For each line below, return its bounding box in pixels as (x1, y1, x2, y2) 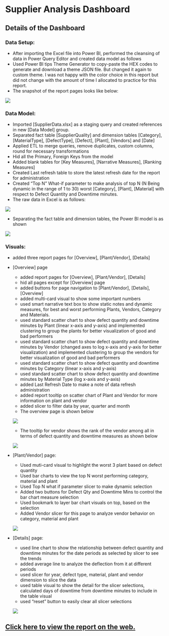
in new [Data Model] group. (12, 127, 70, 133)
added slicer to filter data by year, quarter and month (20, 403, 130, 409)
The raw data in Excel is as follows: (12, 197, 86, 203)
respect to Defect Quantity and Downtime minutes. (12, 191, 119, 198)
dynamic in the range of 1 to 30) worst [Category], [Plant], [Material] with (12, 186, 164, 192)
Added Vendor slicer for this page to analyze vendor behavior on (20, 510, 155, 516)
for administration (12, 175, 49, 181)
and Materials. (20, 312, 50, 318)
